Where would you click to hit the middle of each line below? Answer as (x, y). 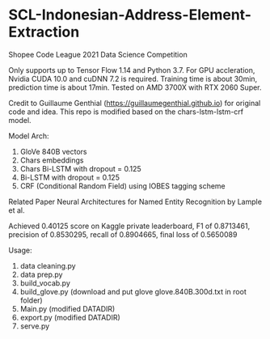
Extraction (44, 32)
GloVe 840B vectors (53, 151)
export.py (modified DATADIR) (70, 317)
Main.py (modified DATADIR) (67, 308)
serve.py (35, 326)
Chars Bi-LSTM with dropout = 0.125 (80, 168)
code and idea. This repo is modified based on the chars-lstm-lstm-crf (126, 112)
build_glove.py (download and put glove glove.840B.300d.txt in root (133, 291)
